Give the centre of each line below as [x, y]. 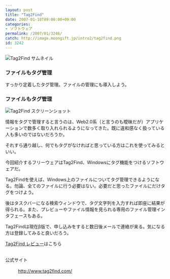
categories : [18, 24]
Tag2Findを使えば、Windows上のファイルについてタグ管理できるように [80, 180]
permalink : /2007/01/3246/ [34, 34]
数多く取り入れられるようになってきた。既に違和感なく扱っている [96, 128]
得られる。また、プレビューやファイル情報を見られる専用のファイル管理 [81, 209]
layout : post [19, 10]
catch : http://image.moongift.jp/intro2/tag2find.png [63, 39]
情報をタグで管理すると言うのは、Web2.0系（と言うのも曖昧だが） [76, 122]
